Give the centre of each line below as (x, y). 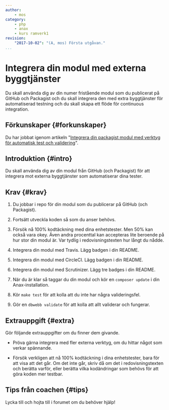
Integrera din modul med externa (76, 68)
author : (13, 10)
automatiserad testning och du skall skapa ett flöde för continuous (75, 104)
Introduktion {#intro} (39, 159)
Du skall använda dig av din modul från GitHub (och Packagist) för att (78, 171)
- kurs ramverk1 (32, 33)
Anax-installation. (31, 285)
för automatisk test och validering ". (42, 143)
